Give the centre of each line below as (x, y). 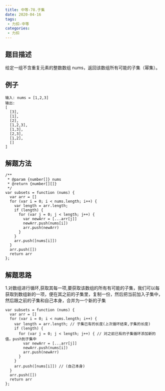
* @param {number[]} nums (34, 180)
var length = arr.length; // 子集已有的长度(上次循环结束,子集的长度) (82, 324)
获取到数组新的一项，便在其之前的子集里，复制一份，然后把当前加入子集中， (84, 294)
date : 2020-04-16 (23, 15)
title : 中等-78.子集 (25, 10)
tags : (11, 19)
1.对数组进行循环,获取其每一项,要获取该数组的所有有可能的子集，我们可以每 (82, 288)
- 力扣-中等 (18, 24)
